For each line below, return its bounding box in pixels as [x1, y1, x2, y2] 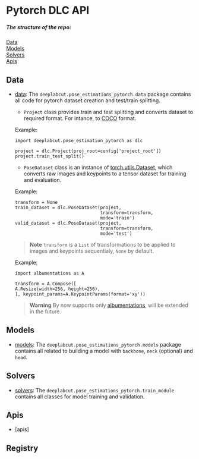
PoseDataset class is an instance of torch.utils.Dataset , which [23, 164, 173, 171]
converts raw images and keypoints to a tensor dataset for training [23, 170, 187, 177]
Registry [6, 443, 39, 453]
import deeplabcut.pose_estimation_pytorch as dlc [14, 137, 143, 143]
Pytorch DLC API [6, 4, 90, 17]
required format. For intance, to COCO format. [23, 114, 137, 122]
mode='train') [100, 215, 135, 221]
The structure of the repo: [6, 23, 71, 30]
